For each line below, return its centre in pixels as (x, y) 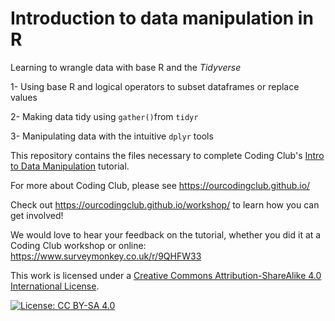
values (24, 97)
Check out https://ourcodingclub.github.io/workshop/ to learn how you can (165, 204)
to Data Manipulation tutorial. (70, 166)
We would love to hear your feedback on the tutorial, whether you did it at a (166, 234)
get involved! (37, 215)
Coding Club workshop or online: (78, 245)
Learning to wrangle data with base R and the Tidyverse (126, 67)
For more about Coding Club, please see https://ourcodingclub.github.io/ (160, 185)
